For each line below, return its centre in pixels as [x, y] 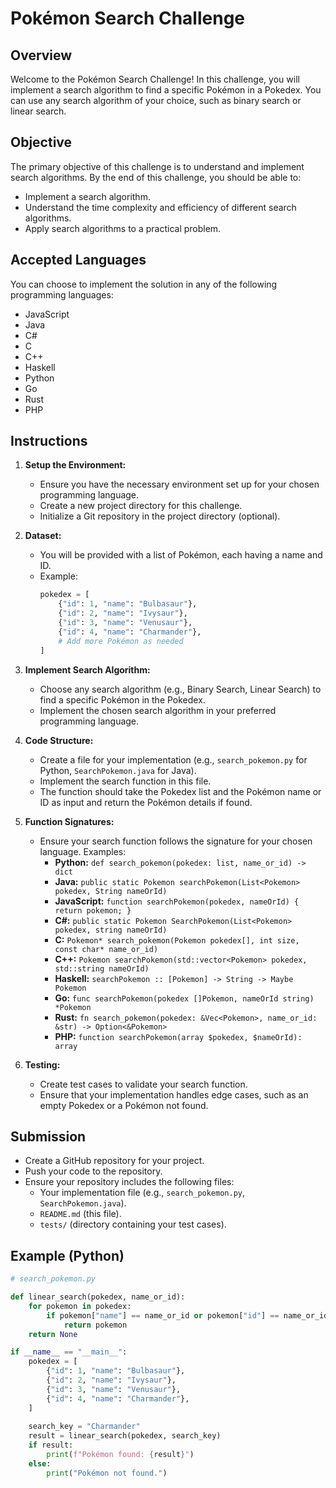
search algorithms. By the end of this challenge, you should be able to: [156, 177]
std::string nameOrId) [102, 968]
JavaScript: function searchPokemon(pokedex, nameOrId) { [177, 901]
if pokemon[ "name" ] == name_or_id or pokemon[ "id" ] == [163, 1315]
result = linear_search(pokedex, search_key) [125, 1436]
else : [40, 1463]
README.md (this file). [80, 1214]
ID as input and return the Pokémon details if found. [146, 802]
